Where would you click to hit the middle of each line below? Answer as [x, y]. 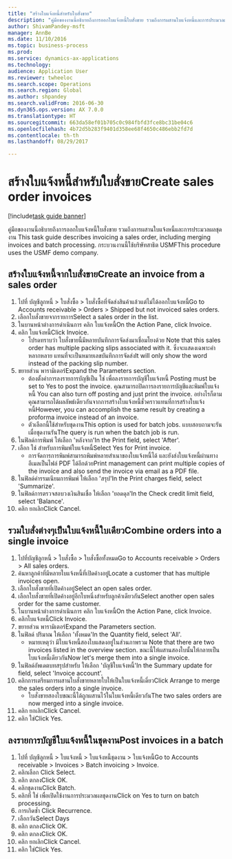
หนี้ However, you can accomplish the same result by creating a [116, 409]
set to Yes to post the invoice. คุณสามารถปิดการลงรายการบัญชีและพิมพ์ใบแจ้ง [124, 386]
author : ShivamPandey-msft [46, 26]
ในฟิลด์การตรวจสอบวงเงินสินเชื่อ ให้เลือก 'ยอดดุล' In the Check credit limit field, [116, 493]
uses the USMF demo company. [53, 253]
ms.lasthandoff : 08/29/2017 [48, 142]
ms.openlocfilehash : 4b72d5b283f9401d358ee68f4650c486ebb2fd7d [101, 129]
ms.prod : [20, 52]
